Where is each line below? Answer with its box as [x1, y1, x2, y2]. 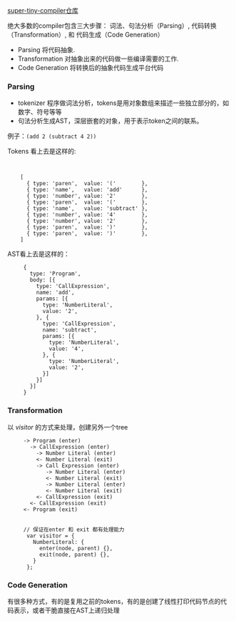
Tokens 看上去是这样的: [7, 147, 76, 156]
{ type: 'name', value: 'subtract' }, [26, 205, 148, 212]
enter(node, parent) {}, [39, 545, 113, 552]
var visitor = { [26, 532, 75, 540]
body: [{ [29, 277, 56, 284]
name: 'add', [36, 289, 75, 297]
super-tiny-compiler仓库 [7, 6, 78, 14]
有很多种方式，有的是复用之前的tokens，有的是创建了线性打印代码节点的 [7, 597, 221, 605]
